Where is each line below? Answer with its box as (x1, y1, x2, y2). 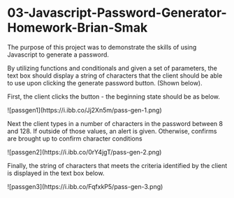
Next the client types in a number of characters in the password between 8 (7, 119, 224, 127)
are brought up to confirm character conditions (7, 134, 142, 143)
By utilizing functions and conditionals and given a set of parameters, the (7, 64, 218, 72)
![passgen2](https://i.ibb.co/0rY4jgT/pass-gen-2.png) (7, 148, 162, 156)
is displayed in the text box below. (7, 169, 105, 177)
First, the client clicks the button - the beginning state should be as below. (7, 92, 220, 101)
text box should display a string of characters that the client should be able (7, 71, 223, 80)
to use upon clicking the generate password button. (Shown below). (7, 78, 203, 87)
